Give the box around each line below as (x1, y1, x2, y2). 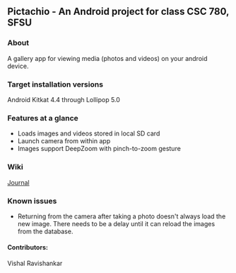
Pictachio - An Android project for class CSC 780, (7, 6, 230, 18)
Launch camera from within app (17, 137, 111, 145)
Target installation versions (7, 79, 104, 89)
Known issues (7, 196, 57, 206)
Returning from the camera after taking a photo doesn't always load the (17, 212, 226, 221)
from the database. (17, 227, 73, 235)
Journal (7, 178, 30, 186)
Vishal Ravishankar (7, 259, 63, 268)
